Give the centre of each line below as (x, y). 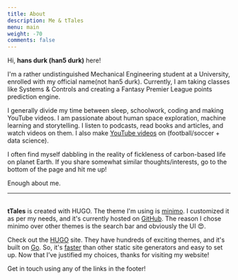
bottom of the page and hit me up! (57, 169)
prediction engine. (34, 97)
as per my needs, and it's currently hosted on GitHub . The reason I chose (114, 219)
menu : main (23, 27)
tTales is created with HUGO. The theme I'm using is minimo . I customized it (118, 211)
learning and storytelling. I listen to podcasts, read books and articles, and (115, 125)
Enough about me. (34, 183)
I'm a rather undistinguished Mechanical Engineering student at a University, (119, 74)
